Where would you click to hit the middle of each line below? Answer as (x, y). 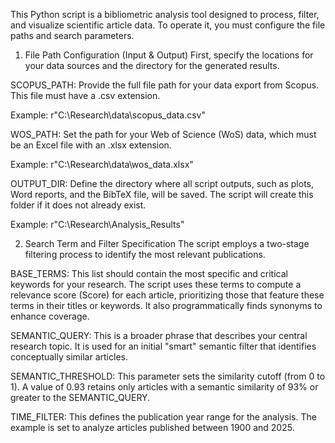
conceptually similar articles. (69, 357)
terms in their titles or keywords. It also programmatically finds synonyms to (166, 305)
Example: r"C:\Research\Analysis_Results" (97, 224)
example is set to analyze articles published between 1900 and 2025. (152, 427)
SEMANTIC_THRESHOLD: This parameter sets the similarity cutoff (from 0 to (168, 376)
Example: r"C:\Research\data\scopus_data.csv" (108, 115)
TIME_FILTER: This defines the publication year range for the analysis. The (163, 417)
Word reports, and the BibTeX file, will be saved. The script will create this (162, 194)
